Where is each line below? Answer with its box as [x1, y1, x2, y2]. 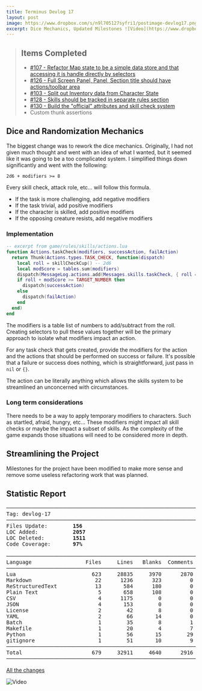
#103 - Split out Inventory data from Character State [29, 90, 159, 97]
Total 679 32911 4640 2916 [6, 649, 194, 656]
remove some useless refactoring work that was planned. [6, 471, 148, 478]
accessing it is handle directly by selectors [29, 71, 136, 78]
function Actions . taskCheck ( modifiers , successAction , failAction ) [6, 249, 179, 255]
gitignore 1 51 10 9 [6, 637, 194, 644]
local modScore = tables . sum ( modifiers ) [17, 266, 120, 272]
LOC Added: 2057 [6, 529, 86, 535]
